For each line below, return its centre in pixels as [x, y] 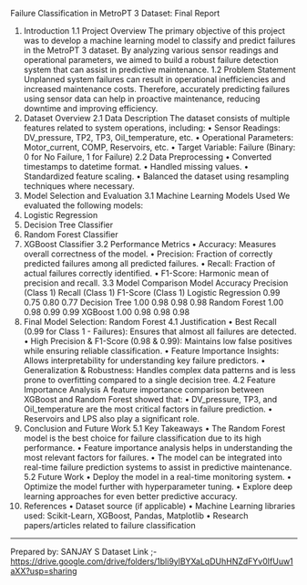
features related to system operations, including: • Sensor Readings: [152, 128]
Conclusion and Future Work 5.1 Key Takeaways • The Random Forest [154, 428]
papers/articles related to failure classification [109, 525]
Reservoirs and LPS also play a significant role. [111, 418]
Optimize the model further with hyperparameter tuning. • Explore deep [158, 486]
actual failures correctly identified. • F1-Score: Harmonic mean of [146, 273]
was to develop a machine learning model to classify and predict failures [159, 41]
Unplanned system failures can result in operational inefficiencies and [154, 79]
